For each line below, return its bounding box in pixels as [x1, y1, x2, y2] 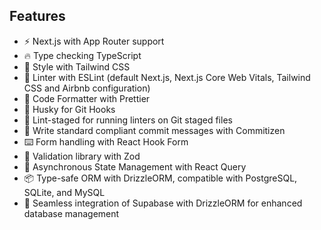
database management [23, 207, 120, 219]
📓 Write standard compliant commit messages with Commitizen [23, 124, 286, 136]
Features [9, 8, 66, 25]
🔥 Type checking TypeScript [23, 49, 142, 61]
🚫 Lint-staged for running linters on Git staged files [23, 114, 233, 126]
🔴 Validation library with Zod [23, 150, 141, 162]
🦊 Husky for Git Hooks [23, 103, 116, 115]
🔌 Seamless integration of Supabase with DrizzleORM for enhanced [23, 197, 303, 209]
